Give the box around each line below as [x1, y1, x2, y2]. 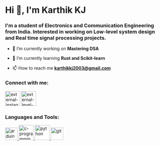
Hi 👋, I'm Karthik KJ [5, 4, 86, 16]
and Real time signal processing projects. [5, 35, 107, 42]
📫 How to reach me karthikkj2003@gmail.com [12, 65, 111, 71]
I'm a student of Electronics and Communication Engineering [5, 22, 155, 29]
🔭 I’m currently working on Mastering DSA [12, 46, 99, 51]
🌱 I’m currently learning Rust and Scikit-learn [12, 55, 105, 61]
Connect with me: [5, 79, 49, 86]
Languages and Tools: [5, 113, 59, 120]
